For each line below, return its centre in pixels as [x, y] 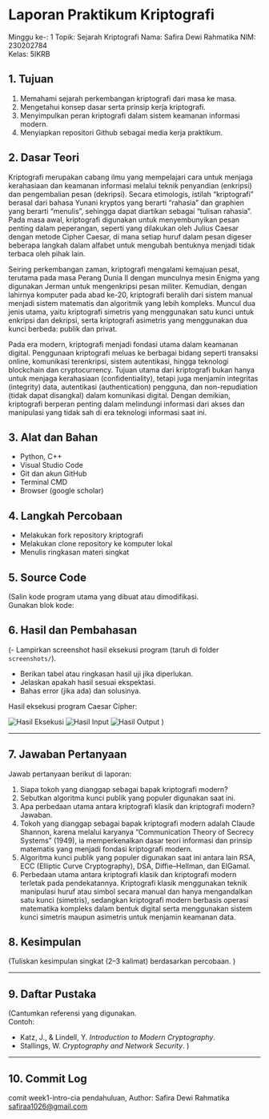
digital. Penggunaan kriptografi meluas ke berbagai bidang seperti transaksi [133, 352]
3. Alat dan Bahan [53, 437]
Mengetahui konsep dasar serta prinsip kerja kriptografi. [112, 107]
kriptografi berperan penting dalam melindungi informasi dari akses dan [127, 404]
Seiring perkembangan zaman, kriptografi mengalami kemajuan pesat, [124, 269]
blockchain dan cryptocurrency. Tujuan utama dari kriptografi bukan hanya [131, 369]
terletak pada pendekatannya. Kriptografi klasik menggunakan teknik [134, 883]
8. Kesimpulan [45, 942]
